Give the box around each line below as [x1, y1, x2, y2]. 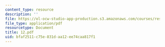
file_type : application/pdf [5, 21, 63, 26]
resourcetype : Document [5, 25, 54, 30]
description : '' [5, 12, 38, 17]
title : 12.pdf [5, 30, 34, 35]
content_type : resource [5, 7, 54, 12]
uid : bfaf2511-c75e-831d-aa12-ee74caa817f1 [5, 35, 96, 40]
